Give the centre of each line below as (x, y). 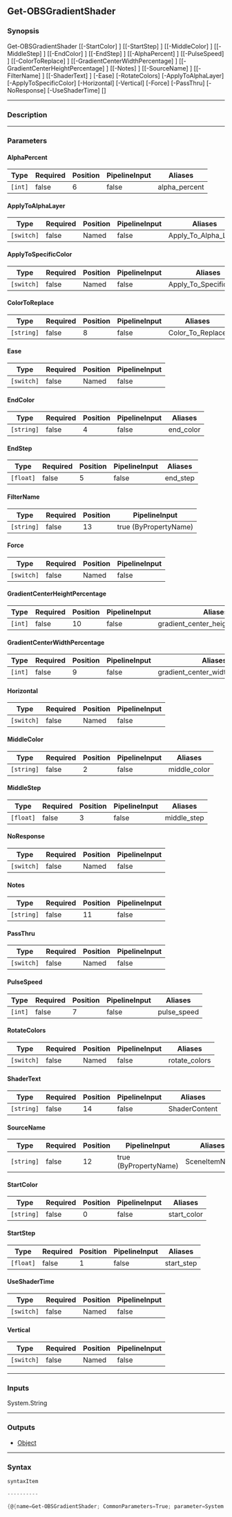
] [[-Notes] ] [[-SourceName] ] (149, 68)
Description (27, 115)
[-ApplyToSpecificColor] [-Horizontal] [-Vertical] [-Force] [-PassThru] (106, 83)
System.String (27, 1403)
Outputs (21, 1428)
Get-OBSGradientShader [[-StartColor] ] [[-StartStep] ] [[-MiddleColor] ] (110, 46)
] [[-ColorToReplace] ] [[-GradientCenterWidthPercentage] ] (93, 61)
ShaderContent (193, 1108)
